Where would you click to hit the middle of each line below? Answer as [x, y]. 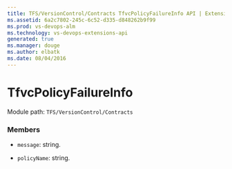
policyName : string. [43, 158]
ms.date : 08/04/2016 [37, 59]
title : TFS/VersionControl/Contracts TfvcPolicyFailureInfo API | [105, 13]
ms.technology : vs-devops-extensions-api [68, 33]
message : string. [39, 144]
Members [23, 130]
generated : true [30, 39]
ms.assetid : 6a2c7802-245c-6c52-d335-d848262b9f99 [81, 20]
